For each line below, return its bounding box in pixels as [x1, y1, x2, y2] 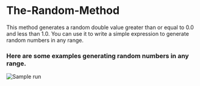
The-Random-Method [6, 4, 120, 18]
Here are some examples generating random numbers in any [6, 51, 189, 60]
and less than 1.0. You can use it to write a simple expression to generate [6, 30, 189, 37]
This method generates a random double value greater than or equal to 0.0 [6, 24, 194, 31]
